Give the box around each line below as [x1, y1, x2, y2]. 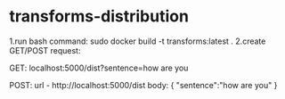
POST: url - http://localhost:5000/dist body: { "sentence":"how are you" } [9, 79, 278, 90]
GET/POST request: [9, 45, 81, 55]
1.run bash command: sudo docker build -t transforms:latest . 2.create [9, 36, 266, 46]
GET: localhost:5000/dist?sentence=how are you [9, 62, 189, 73]
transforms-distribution [9, 6, 190, 27]
